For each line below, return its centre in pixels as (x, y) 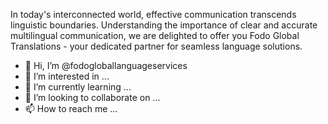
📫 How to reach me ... (71, 108)
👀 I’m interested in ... (67, 76)
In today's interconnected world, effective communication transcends (153, 14)
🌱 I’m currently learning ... (78, 87)
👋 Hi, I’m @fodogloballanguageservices (106, 65)
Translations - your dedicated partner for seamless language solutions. (156, 46)
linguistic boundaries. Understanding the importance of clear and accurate (164, 25)
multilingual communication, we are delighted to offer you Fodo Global (155, 35)
